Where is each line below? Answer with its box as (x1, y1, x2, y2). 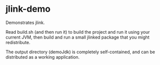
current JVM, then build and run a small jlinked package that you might (5, 34, 150, 40)
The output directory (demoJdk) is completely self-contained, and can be (5, 49, 155, 55)
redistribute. (5, 39, 31, 45)
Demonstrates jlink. (5, 20, 45, 25)
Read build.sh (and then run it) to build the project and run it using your (5, 29, 150, 35)
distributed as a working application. (5, 54, 80, 60)
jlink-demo (5, 3, 51, 15)
